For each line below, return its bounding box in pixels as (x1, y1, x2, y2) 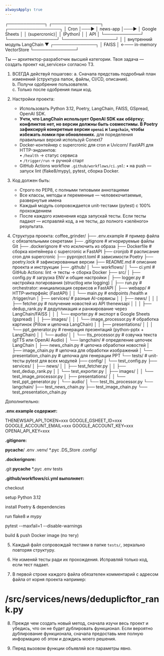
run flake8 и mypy (5, 513, 42, 519)
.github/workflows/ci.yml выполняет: (5, 475, 85, 481)
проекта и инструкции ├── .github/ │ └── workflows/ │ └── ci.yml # (12, 264, 155, 270)
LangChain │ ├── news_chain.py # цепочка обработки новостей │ (12, 342, 150, 348)
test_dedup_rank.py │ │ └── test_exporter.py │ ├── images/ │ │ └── (12, 368, 154, 374)
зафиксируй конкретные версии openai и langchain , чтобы (19, 126, 144, 132)
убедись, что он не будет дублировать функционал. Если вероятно (12, 625, 153, 631)
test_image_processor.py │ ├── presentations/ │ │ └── (12, 373, 126, 379)
